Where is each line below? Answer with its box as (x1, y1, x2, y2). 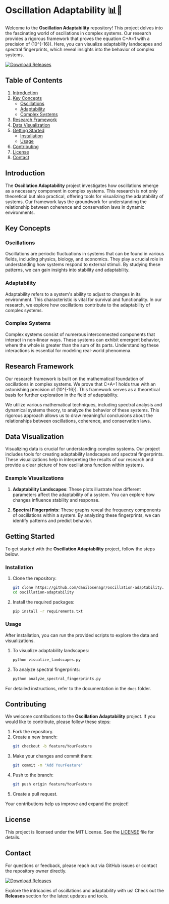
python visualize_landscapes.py (12, 657, 81, 662)
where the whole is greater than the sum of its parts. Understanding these (5, 342, 159, 348)
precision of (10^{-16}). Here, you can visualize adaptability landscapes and (5, 41, 162, 47)
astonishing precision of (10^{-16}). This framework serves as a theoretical (5, 386, 160, 392)
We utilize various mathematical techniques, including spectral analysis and (5, 401, 162, 407)
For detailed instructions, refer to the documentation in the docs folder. (5, 685, 151, 691)
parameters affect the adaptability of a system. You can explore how (12, 492, 155, 498)
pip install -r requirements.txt (12, 609, 83, 614)
